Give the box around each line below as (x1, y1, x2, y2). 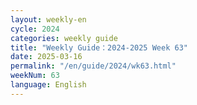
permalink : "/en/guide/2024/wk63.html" (10, 61, 177, 71)
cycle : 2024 (10, 24, 60, 34)
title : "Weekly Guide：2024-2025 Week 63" (10, 42, 188, 53)
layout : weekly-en (10, 14, 87, 25)
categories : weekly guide (10, 33, 118, 43)
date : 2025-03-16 (10, 52, 83, 62)
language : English (10, 80, 87, 90)
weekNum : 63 (10, 71, 60, 81)
